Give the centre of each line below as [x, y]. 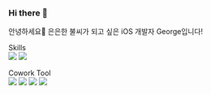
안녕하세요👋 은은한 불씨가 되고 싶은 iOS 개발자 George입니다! [106, 32]
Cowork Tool [30, 73]
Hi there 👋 [28, 13]
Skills [17, 48]
